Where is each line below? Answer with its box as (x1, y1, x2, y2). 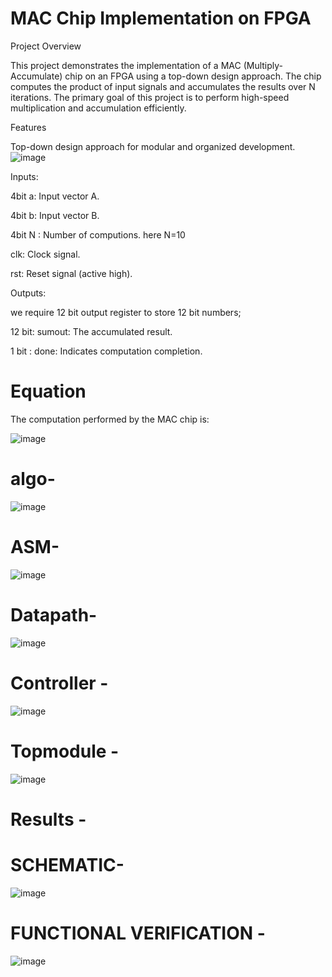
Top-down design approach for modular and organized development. (10, 140, 296, 152)
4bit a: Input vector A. (10, 190, 100, 202)
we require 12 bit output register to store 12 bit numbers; (10, 306, 242, 318)
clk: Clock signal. (10, 248, 81, 260)
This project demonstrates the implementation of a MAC (10, 59, 242, 71)
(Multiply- (243, 59, 284, 71)
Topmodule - (10, 740, 120, 762)
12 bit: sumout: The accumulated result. (10, 325, 173, 337)
